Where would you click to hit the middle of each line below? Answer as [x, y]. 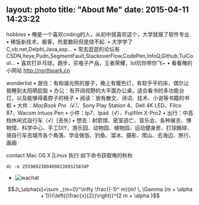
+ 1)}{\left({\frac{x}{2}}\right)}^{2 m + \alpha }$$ [100, 195]
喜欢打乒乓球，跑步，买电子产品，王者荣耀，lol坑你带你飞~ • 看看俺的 [106, 63]
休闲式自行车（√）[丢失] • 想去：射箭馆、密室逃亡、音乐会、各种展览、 [99, 120]
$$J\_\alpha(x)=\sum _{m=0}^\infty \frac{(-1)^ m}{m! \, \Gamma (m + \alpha [100, 189]
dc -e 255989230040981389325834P [48, 166]
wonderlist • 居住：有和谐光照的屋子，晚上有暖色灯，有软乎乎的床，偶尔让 [98, 83]
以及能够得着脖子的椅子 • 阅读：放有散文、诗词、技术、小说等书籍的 [100, 98]
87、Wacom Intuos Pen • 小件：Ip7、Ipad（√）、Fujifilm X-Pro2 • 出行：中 [97, 113]
